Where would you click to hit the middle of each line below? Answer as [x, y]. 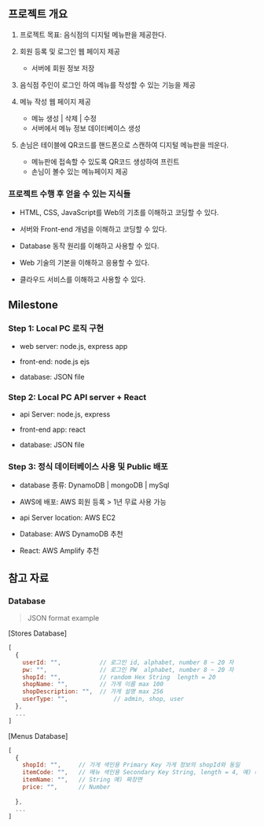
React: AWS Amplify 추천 [59, 551]
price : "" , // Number [66, 787]
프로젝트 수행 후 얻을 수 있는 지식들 [70, 194]
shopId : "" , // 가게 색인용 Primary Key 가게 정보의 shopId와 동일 [131, 765]
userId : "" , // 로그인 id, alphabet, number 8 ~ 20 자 [128, 662]
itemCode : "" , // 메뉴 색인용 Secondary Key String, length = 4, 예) [137, 773]
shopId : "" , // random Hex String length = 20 [119, 677]
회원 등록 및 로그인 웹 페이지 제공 [70, 51]
